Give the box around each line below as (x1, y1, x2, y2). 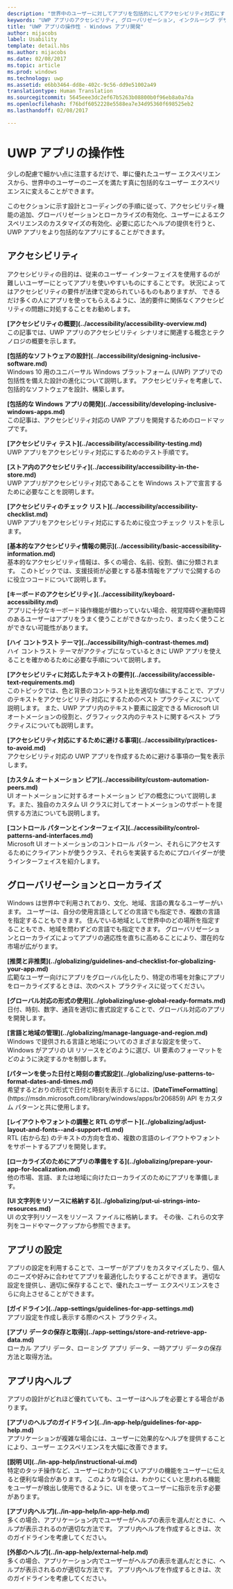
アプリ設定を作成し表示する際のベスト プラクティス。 (7, 1313, 161, 1322)
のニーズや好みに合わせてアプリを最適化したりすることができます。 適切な (7, 1272, 221, 1281)
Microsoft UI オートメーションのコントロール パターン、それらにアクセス (7, 839, 215, 848)
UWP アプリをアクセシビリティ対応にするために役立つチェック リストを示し (7, 518, 225, 527)
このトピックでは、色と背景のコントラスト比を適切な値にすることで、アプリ (7, 686, 225, 695)
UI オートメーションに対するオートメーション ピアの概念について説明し (7, 791, 212, 800)
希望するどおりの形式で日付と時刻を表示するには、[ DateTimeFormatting (7, 1085, 216, 1094)
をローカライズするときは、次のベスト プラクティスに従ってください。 (7, 982, 209, 990)
